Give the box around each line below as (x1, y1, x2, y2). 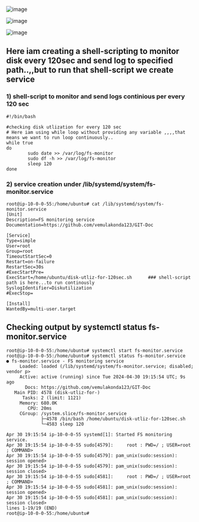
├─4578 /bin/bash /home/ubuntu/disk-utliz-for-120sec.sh (41, 416, 186, 422)
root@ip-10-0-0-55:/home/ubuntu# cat (6, 201, 100, 207)
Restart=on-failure (6, 259, 55, 265)
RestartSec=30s (6, 264, 44, 270)
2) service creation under (6, 180, 82, 188)
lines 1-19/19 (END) (6, 505, 58, 511)
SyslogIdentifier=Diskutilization (6, 285, 93, 291)
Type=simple (6, 238, 36, 244)
